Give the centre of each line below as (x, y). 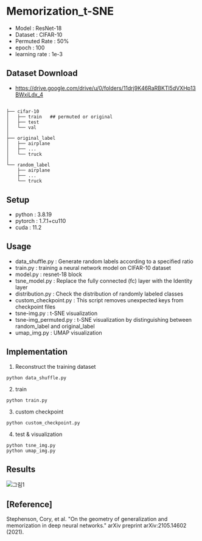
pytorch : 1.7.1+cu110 (40, 220)
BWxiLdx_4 (29, 94)
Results (21, 469)
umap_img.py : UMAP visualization (58, 332)
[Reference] (30, 504)
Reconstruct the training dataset (55, 366)
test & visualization (39, 434)
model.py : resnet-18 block (48, 274)
